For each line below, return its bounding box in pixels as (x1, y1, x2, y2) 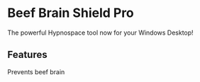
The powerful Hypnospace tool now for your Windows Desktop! (7, 28, 194, 37)
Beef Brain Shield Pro (7, 5, 135, 21)
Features (7, 49, 48, 61)
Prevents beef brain (7, 67, 65, 76)
